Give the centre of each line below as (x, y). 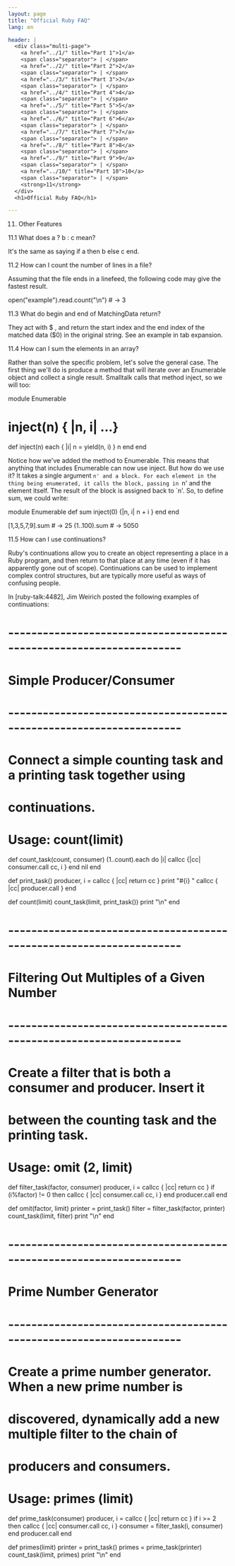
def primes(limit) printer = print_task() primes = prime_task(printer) (105, 1547)
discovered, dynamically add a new (114, 1419)
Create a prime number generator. (110, 1372)
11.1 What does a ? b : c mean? (52, 238)
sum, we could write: (38, 498)
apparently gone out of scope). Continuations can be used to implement (113, 568)
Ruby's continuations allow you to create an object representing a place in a (118, 553)
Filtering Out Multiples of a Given (107, 978)
